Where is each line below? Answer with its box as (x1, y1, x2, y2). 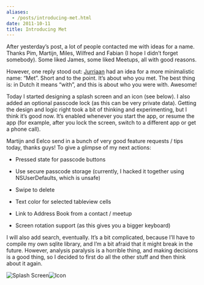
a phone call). (6, 125, 41, 133)
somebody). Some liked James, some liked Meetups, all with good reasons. (6, 56, 197, 63)
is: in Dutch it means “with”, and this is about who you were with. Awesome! (6, 81, 197, 88)
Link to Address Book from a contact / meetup (15, 210, 132, 217)
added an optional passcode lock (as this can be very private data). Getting (6, 100, 197, 107)
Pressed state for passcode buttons (15, 156, 106, 163)
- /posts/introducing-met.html (12, 15, 92, 21)
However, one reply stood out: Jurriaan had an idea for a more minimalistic (6, 68, 195, 76)
